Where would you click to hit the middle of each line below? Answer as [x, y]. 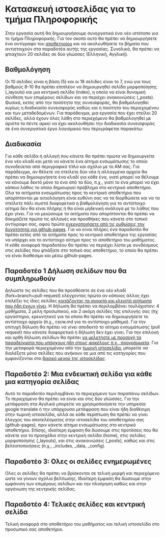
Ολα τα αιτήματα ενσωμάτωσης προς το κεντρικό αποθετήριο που [73, 193]
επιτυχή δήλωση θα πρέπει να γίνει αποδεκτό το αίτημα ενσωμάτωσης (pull [82, 327]
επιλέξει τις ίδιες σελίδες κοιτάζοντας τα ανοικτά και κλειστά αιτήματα [79, 301]
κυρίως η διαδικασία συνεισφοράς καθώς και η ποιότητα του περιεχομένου [82, 107]
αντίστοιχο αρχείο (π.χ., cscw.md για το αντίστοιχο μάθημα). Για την [76, 322]
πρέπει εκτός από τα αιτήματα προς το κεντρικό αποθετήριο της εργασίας [81, 235]
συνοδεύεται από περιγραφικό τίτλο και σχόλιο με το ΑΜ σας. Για [72, 167]
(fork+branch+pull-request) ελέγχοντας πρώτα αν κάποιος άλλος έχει [77, 296]
